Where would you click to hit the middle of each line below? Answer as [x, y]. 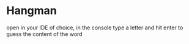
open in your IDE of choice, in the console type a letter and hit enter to [95, 28]
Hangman [31, 11]
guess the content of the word [44, 34]
